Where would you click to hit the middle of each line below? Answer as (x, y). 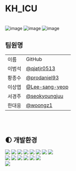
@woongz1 (39, 105)
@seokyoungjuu (45, 96)
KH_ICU (21, 9)
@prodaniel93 (42, 78)
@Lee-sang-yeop (47, 87)
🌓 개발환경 (21, 140)
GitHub (34, 59)
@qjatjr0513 (41, 68)
